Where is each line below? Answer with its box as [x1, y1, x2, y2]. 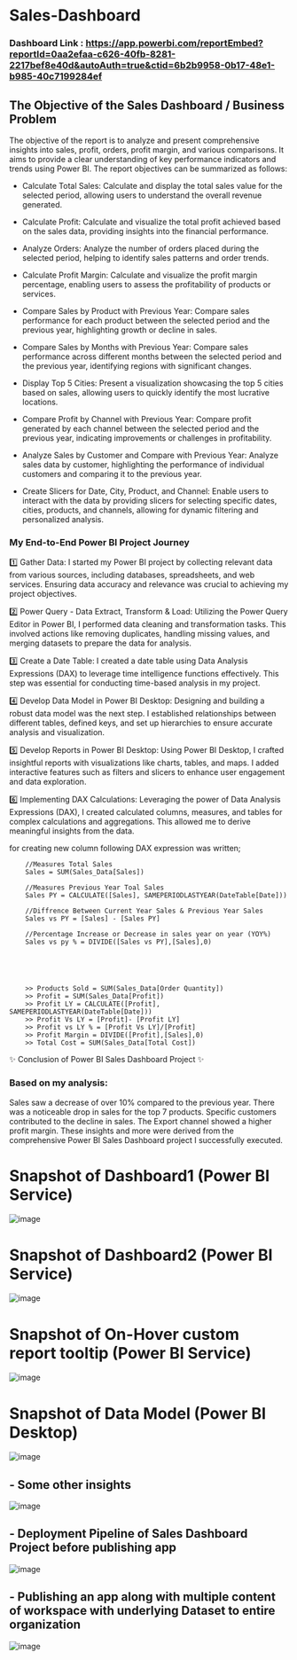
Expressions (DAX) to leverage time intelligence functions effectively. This [9, 669, 279, 679]
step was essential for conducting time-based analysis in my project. [9, 677, 261, 688]
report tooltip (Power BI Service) [9, 1343, 252, 1363]
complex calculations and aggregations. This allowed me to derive [9, 817, 251, 827]
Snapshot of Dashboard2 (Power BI [9, 1245, 273, 1265]
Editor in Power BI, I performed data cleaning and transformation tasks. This [9, 619, 286, 630]
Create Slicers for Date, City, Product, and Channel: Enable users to [21, 485, 269, 497]
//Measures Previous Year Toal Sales [25, 883, 165, 892]
